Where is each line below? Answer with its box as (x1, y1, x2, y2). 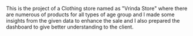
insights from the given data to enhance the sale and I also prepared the (6, 17, 180, 24)
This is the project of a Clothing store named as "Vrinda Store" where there (6, 5, 188, 12)
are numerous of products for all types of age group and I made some (6, 11, 175, 18)
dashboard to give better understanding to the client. (6, 23, 134, 30)
